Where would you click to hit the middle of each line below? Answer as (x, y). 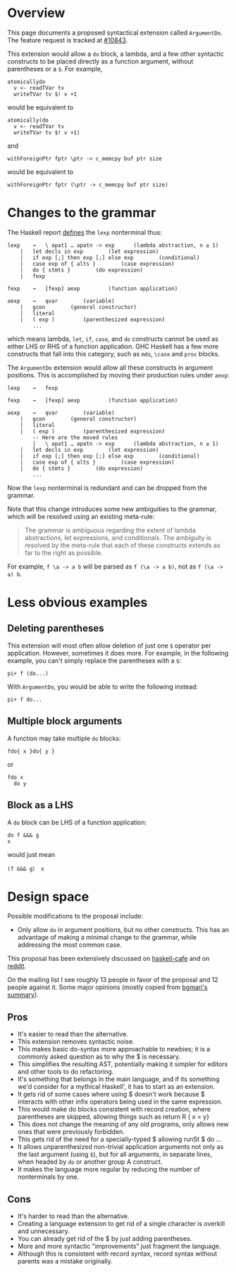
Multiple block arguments (65, 722)
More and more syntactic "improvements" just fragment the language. (119, 1247)
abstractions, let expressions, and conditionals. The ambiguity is (118, 537)
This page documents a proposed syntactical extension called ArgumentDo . (115, 33)
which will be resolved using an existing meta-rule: (81, 516)
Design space (48, 897)
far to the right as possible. (64, 552)
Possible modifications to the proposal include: (75, 916)
